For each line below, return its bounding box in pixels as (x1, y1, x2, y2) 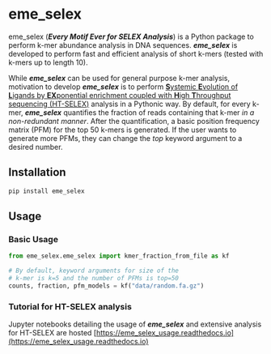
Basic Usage (8, 233, 59, 245)
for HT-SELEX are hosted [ (8, 328, 97, 338)
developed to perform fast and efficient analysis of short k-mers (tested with (8, 49, 264, 58)
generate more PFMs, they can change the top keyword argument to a (8, 133, 243, 143)
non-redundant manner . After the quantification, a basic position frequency (8, 116, 260, 126)
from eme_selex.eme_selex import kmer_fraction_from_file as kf (8, 252, 230, 260)
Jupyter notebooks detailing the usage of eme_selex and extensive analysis (8, 319, 262, 329)
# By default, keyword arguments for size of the (8, 267, 180, 275)
